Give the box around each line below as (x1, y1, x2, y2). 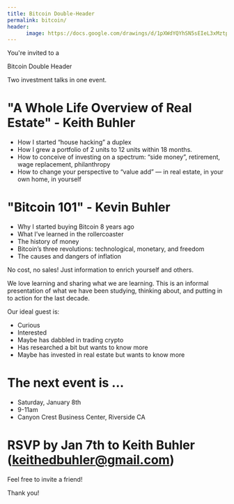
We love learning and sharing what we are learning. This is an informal (7, 280, 209, 288)
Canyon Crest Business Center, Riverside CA (17, 413, 146, 422)
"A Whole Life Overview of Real (7, 100, 192, 116)
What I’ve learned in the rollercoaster (17, 230, 124, 238)
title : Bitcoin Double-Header (7, 10, 95, 17)
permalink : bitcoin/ (7, 17, 68, 24)
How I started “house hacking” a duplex (17, 138, 132, 146)
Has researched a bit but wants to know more (17, 343, 148, 352)
